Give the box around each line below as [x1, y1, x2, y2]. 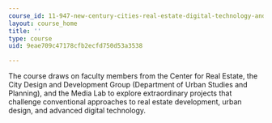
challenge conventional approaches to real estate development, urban [8, 97, 242, 107]
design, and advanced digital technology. [8, 106, 147, 116]
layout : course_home [8, 19, 79, 28]
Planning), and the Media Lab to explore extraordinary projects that [8, 88, 232, 98]
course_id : [8, 11, 45, 20]
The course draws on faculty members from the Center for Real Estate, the [8, 71, 258, 81]
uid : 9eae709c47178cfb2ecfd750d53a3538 [8, 42, 143, 50]
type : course [8, 34, 53, 43]
